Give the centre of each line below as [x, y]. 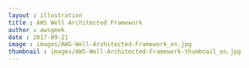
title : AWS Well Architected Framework [76, 23]
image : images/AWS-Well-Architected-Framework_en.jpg [100, 45]
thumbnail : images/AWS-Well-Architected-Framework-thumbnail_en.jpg [125, 52]
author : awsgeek [37, 30]
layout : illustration [45, 15]
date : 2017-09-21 [38, 37]
